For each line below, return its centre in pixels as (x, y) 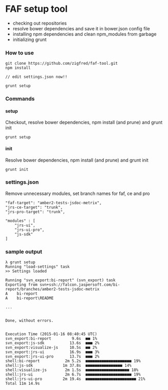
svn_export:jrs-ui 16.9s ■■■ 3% (52, 352)
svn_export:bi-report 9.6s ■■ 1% (51, 339)
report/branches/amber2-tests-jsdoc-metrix (52, 289)
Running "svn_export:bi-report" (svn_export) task (60, 280)
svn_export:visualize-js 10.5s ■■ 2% (51, 348)
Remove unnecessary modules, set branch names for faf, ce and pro (78, 193)
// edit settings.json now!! (36, 77)
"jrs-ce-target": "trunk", (34, 207)
